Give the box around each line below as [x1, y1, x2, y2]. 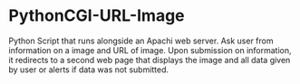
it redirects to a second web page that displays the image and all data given [8, 54, 291, 65]
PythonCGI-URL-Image [8, 5, 185, 26]
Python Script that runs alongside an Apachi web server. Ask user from [8, 35, 274, 46]
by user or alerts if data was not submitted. [8, 64, 169, 75]
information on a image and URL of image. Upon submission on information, [8, 44, 292, 55]
